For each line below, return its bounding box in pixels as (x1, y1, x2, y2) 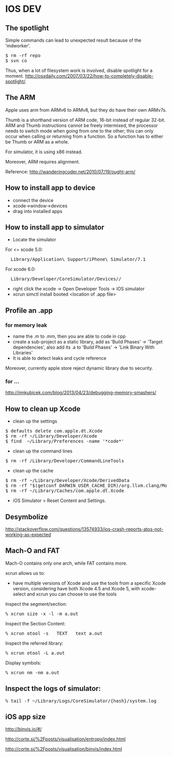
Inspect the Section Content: (5, 620, 66, 626)
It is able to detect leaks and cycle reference (12, 355, 106, 362)
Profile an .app (5, 306, 53, 315)
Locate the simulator (12, 237, 56, 243)
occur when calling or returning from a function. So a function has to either (5, 133, 164, 139)
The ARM (5, 93, 36, 102)
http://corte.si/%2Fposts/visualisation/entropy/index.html (5, 736, 126, 742)
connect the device (12, 197, 54, 203)
